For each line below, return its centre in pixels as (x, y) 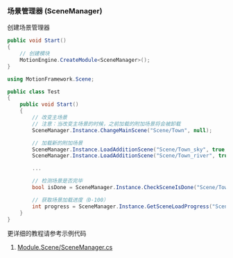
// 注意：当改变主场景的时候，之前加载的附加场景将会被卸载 (106, 124)
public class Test (34, 92)
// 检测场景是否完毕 (58, 181)
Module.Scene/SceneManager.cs (65, 248)
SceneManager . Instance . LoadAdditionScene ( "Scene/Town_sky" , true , (130, 150)
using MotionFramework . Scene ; (51, 79)
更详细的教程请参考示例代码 (47, 234)
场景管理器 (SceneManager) (55, 10)
